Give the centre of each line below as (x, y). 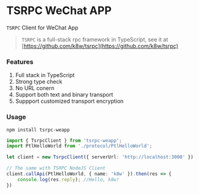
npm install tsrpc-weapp (38, 130)
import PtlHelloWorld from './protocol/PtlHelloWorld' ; (79, 146)
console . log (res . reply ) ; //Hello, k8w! (68, 179)
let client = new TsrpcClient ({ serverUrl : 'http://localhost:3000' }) (100, 157)
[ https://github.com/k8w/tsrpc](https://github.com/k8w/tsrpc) (100, 46)
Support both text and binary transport (64, 95)
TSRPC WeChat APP (59, 11)
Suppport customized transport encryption (69, 101)
